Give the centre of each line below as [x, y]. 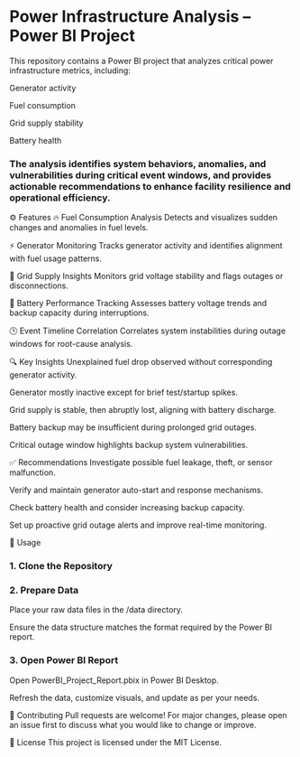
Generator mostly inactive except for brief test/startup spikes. [124, 393]
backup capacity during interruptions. [80, 313]
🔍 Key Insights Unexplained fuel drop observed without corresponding [141, 362]
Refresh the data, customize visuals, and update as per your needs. [134, 697]
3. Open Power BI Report [64, 660]
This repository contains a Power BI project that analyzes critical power [141, 61]
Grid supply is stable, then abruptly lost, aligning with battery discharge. [143, 410]
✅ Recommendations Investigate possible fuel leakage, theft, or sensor [141, 463]
